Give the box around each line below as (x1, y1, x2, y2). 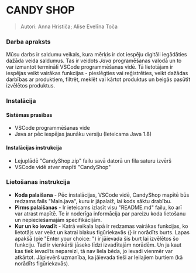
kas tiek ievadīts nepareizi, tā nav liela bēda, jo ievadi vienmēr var (14, 247, 173, 254)
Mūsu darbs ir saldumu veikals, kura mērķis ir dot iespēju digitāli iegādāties (6, 51, 187, 58)
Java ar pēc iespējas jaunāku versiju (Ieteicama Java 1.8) (14, 130, 152, 138)
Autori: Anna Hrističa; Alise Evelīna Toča (20, 23, 118, 30)
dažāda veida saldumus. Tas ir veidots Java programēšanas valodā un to (6, 57, 182, 65)
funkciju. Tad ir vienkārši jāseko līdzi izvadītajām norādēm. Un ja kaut (14, 241, 182, 248)
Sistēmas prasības (6, 111, 53, 118)
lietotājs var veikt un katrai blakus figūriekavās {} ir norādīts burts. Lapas (14, 228, 190, 235)
